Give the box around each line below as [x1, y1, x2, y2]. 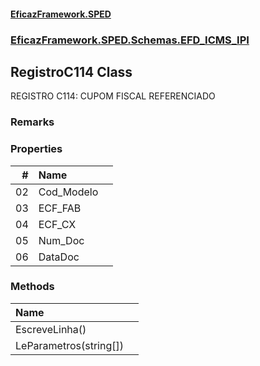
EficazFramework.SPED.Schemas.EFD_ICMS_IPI [10, 33, 250, 47]
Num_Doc [38, 233, 85, 247]
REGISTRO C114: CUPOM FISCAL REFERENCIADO [10, 90, 216, 102]
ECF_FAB [38, 201, 82, 215]
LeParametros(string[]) [15, 338, 124, 352]
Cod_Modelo [38, 185, 99, 199]
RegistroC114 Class [10, 63, 133, 80]
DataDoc [38, 250, 80, 264]
